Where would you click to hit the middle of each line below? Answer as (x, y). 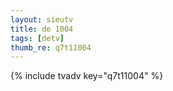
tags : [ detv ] (37, 38)
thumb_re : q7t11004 (51, 47)
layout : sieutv (42, 19)
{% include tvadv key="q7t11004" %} (87, 76)
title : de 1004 (42, 29)
